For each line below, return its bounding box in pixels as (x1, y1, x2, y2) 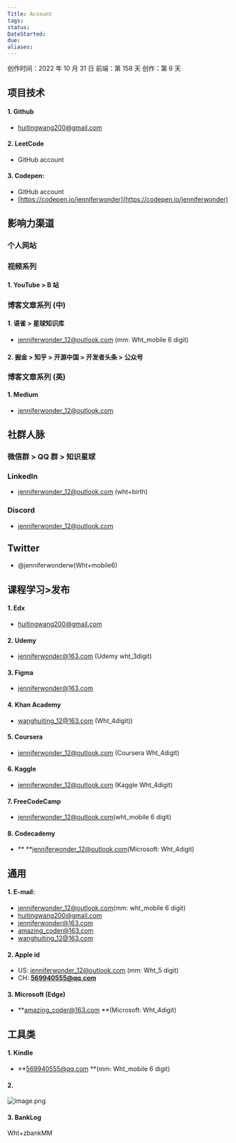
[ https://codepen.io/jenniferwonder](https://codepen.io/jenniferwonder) (17, 195, 229, 203)
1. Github (7, 107, 34, 116)
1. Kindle (7, 1049, 33, 1057)
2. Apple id (7, 950, 41, 959)
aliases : (7, 43, 33, 51)
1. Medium (7, 390, 39, 399)
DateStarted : (7, 30, 46, 38)
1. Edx (7, 604, 26, 612)
